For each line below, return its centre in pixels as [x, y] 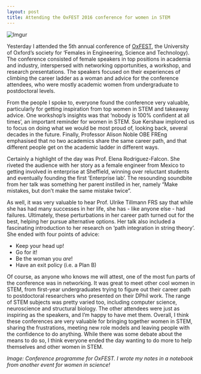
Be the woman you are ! [44, 258]
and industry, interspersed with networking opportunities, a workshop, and [99, 65]
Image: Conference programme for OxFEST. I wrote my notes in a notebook [100, 358]
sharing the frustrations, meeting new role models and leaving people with [98, 327]
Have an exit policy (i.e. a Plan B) [56, 265]
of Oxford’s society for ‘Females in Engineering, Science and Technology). [98, 52]
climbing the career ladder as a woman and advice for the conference [93, 78]
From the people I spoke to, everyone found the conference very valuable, [98, 102]
